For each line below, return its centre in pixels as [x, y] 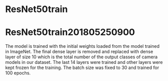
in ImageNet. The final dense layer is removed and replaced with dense [79, 52]
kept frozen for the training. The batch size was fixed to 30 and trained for [82, 68]
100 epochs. [18, 73]
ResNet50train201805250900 [70, 32]
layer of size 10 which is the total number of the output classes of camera [81, 57]
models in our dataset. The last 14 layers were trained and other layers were [84, 62]
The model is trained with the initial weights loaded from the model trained [82, 46]
